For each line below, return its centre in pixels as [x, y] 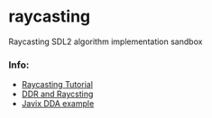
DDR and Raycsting [57, 94]
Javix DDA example [58, 104]
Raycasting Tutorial [57, 85]
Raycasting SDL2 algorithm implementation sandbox [106, 41]
